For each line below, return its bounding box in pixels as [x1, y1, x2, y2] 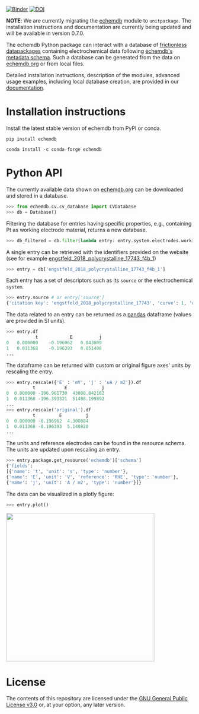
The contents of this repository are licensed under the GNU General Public [6, 695, 188, 702]
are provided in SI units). [6, 318, 66, 325]
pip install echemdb [6, 136, 57, 142]
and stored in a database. [6, 192, 69, 199]
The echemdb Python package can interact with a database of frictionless [6, 42, 187, 48]
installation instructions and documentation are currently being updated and [6, 24, 191, 30]
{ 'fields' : [6, 463, 33, 469]
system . [6, 283, 24, 290]
